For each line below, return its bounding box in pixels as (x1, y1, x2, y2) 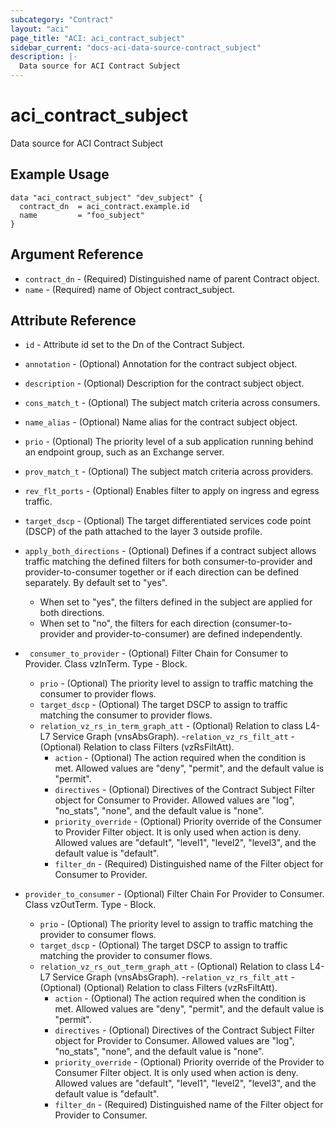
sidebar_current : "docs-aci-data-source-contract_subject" (10, 42, 262, 53)
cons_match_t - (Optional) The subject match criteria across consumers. (24, 397, 321, 409)
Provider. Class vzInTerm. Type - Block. (24, 658, 188, 670)
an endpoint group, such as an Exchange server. (24, 446, 225, 458)
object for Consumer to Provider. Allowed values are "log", (54, 794, 295, 806)
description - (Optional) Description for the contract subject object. (24, 377, 305, 390)
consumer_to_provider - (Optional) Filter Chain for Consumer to (29, 647, 289, 660)
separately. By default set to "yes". (24, 577, 168, 589)
